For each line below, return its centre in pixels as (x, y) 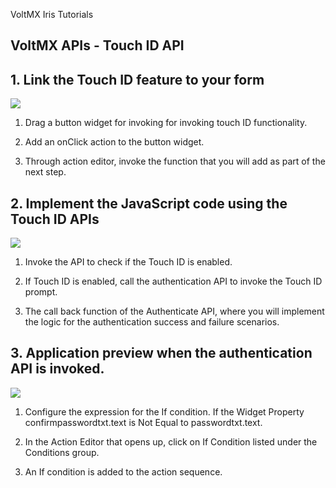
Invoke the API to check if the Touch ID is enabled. (128, 262)
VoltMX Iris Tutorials (52, 14)
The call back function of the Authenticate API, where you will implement (174, 311)
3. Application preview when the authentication (161, 353)
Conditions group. (62, 452)
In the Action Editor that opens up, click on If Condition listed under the (171, 441)
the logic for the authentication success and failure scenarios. (152, 322)
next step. (45, 172)
